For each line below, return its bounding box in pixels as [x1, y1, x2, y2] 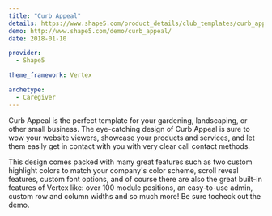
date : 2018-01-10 [8, 34, 67, 43]
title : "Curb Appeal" [8, 11, 82, 20]
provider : [8, 49, 42, 57]
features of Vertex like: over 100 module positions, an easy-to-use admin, [8, 183, 253, 193]
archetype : [8, 86, 45, 94]
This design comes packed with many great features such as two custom [8, 157, 253, 167]
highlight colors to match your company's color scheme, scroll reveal [8, 165, 239, 175]
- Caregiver [15, 93, 57, 101]
